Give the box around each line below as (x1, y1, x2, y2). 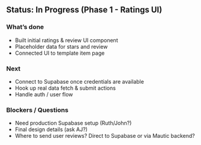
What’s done (6, 23, 44, 31)
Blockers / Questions (6, 105, 69, 114)
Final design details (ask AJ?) (14, 126, 88, 133)
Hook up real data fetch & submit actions (14, 84, 116, 91)
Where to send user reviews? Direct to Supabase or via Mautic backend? (14, 132, 195, 140)
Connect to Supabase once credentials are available (14, 78, 144, 85)
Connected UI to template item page (14, 49, 105, 57)
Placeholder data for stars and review (14, 43, 108, 50)
